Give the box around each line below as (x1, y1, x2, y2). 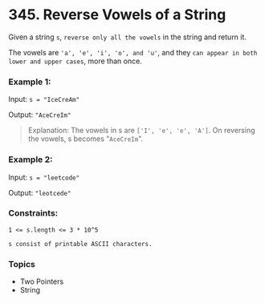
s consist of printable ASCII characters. (8, 240, 153, 248)
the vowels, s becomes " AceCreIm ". (27, 134, 144, 143)
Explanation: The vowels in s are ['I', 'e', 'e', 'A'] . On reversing (27, 126, 255, 135)
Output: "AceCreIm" (8, 110, 71, 119)
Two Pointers (19, 277, 64, 286)
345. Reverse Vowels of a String (8, 6, 226, 24)
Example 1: (8, 76, 51, 87)
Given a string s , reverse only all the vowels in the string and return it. (8, 32, 247, 42)
